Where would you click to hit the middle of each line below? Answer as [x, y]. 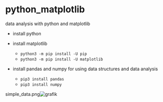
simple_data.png [22, 94]
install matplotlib [30, 43]
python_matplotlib [45, 9]
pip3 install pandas [42, 79]
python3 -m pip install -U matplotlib [62, 59]
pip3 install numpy [41, 85]
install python [27, 33]
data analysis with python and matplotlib [48, 24]
